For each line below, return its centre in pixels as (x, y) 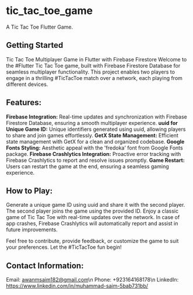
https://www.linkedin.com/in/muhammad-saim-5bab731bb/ (77, 286)
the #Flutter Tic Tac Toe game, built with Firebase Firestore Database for (93, 65)
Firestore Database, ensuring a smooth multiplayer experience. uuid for (92, 123)
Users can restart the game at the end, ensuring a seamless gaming (87, 166)
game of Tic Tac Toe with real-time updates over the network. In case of (93, 217)
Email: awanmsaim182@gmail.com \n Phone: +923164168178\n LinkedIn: (92, 280)
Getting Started (35, 45)
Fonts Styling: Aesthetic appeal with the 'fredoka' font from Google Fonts (94, 148)
